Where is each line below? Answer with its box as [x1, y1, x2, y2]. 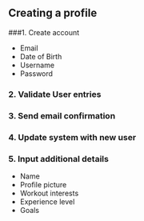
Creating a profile [8, 6, 98, 20]
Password [19, 68, 54, 78]
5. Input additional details [8, 153, 110, 164]
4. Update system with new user [8, 131, 137, 143]
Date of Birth [19, 51, 62, 61]
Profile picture [19, 179, 67, 189]
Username [19, 60, 54, 70]
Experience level [19, 196, 75, 207]
